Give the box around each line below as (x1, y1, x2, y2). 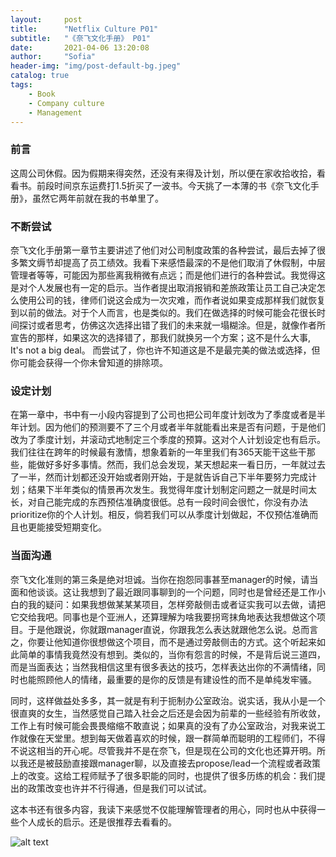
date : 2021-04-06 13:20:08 (10, 42, 150, 53)
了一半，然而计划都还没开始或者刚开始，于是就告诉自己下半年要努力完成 (10, 471, 308, 483)
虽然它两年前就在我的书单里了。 (31, 192, 164, 204)
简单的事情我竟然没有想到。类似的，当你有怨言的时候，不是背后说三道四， (18, 648, 326, 660)
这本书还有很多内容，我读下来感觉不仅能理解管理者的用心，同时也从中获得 (10, 803, 317, 815)
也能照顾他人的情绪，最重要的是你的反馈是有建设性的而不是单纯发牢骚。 (18, 673, 317, 685)
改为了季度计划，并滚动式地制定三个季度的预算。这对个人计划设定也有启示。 (10, 434, 326, 446)
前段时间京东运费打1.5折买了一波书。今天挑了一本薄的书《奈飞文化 (36, 179, 311, 191)
